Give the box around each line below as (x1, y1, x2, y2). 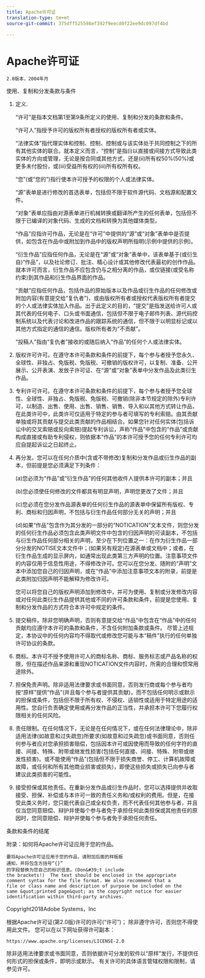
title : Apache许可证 (6, 9, 56, 15)
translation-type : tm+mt (6, 15, 70, 21)
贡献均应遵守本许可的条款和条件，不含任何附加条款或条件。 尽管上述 (15, 624, 188, 632)
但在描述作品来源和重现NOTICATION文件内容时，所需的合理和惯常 (26, 660, 193, 668)
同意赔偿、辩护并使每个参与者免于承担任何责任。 (36, 814, 160, 822)
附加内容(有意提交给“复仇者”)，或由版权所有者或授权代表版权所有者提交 (15, 295, 196, 302)
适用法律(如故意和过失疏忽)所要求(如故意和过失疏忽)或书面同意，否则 (15, 733, 190, 740)
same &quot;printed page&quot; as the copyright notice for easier (6, 888, 182, 895)
